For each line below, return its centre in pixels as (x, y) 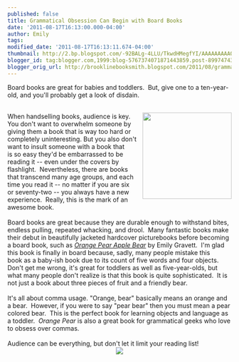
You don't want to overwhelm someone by (69, 124)
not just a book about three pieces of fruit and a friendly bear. (97, 283)
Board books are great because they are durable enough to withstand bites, (118, 222)
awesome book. (31, 207)
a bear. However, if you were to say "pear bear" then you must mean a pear (119, 305)
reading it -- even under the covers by (63, 162)
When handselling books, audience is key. (69, 116)
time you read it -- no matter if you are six (69, 184)
